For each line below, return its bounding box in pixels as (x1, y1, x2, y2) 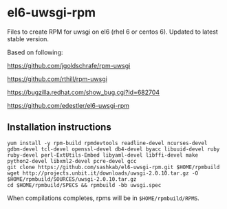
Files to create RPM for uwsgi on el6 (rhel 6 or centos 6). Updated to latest (7, 27, 218, 36)
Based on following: (7, 48, 63, 56)
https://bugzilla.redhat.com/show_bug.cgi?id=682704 (7, 88, 160, 96)
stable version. (7, 34, 50, 43)
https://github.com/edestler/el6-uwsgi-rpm (7, 101, 129, 109)
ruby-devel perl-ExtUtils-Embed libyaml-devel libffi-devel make (7, 151, 198, 159)
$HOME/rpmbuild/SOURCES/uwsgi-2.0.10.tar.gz (7, 175, 137, 183)
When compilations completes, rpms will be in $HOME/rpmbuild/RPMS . (7, 194, 199, 202)
